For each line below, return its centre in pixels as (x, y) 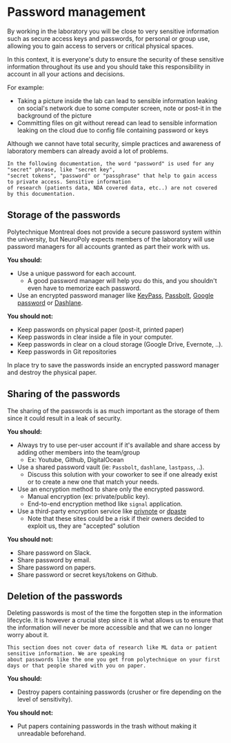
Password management (77, 12)
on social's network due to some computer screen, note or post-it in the (119, 108)
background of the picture (54, 116)
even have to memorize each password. (84, 288)
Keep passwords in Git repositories (67, 351)
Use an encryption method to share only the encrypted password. (111, 489)
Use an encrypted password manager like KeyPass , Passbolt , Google (115, 295)
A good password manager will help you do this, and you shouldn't (122, 280)
